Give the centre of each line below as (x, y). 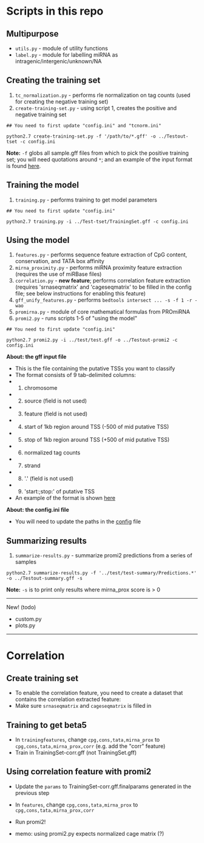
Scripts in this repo (55, 11)
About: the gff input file (36, 357)
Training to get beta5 (46, 725)
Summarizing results (46, 541)
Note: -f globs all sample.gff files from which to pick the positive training (98, 153)
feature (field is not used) (56, 414)
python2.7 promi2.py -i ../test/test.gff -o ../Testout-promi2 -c (92, 340)
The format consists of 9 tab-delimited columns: (76, 375)
